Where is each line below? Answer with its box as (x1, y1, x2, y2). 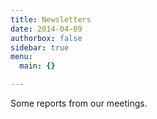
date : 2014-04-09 (10, 24, 83, 34)
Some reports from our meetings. (10, 97, 148, 109)
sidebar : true (10, 42, 70, 53)
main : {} (19, 61, 56, 71)
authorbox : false (10, 33, 83, 43)
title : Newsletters (10, 14, 92, 25)
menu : (10, 52, 33, 62)
